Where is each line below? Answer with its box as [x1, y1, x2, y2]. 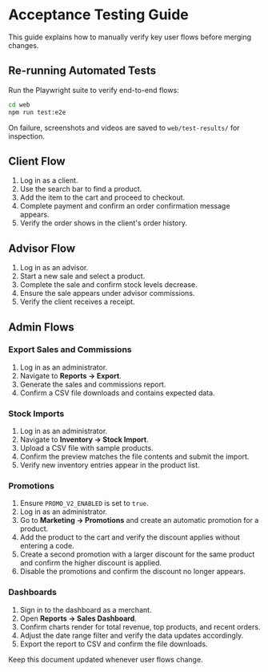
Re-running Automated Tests [8, 64, 157, 78]
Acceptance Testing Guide [8, 6, 190, 24]
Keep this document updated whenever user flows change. [8, 654, 203, 664]
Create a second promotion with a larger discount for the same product [19, 549, 255, 559]
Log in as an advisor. [19, 263, 89, 273]
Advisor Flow [8, 241, 76, 255]
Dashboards [8, 587, 58, 598]
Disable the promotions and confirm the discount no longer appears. [19, 567, 246, 577]
